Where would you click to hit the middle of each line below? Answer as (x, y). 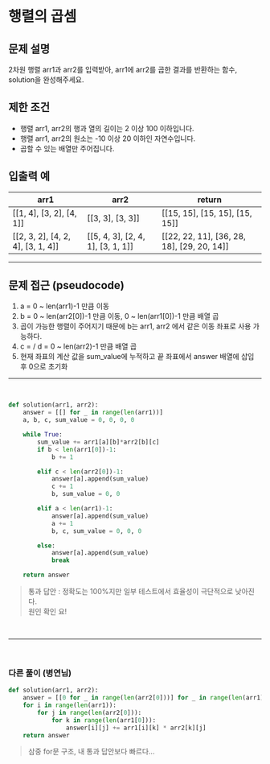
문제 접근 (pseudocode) (66, 285)
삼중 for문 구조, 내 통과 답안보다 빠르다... (91, 752)
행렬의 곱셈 (43, 17)
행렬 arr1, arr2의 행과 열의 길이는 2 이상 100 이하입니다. (107, 128)
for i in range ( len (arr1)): (70, 705)
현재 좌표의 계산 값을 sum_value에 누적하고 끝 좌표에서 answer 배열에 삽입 (137, 357)
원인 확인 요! (47, 612)
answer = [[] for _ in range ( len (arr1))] (93, 413)
